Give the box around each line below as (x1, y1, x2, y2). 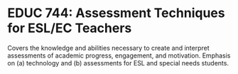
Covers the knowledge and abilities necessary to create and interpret (7, 43, 210, 52)
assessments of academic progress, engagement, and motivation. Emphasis (7, 51, 231, 60)
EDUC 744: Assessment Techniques (7, 5, 225, 21)
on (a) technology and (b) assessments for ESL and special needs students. (7, 58, 229, 67)
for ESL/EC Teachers (7, 20, 132, 36)
